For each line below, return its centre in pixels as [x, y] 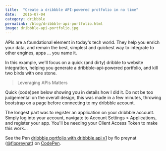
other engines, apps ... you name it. [41, 53]
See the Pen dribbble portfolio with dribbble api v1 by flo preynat [71, 138]
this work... [17, 128]
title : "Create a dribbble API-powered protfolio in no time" [72, 10]
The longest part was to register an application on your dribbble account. [80, 113]
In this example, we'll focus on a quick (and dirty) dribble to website [74, 63]
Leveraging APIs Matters [42, 83]
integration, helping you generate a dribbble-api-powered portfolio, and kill [82, 68]
